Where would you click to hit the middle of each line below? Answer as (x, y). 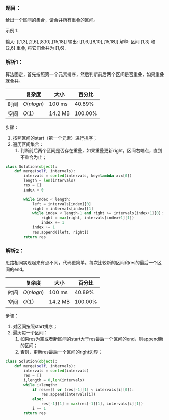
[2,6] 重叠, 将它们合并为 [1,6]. (36, 48)
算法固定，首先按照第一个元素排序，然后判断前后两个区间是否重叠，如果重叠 (85, 74)
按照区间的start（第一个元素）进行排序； (55, 138)
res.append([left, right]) (61, 232)
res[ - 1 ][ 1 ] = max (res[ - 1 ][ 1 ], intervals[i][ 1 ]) (92, 404)
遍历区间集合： (28, 144)
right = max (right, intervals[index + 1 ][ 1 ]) (88, 218)
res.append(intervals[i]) (68, 394)
